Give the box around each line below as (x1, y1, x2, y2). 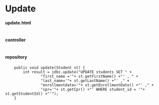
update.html (5, 19, 31, 25)
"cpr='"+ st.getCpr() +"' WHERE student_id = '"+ (40, 87, 145, 92)
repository (5, 54, 27, 60)
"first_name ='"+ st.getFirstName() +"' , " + (40, 74, 139, 79)
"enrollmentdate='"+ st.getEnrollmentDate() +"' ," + (40, 83, 154, 88)
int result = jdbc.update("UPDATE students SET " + (23, 69, 132, 75)
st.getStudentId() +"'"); (5, 91, 58, 96)
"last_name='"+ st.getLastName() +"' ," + (40, 78, 130, 83)
